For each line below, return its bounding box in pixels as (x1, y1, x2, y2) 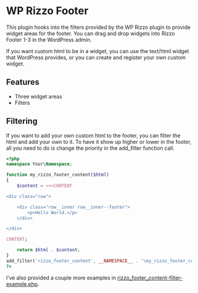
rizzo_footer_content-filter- (117, 274, 183, 281)
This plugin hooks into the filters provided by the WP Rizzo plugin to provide (6, 24, 191, 31)
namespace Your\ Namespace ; (6, 161, 72, 167)
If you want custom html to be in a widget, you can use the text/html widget (6, 47, 190, 54)
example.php (6, 280, 38, 287)
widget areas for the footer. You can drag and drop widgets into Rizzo (6, 29, 175, 37)
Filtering (6, 116, 38, 126)
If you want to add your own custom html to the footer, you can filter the (6, 131, 181, 139)
